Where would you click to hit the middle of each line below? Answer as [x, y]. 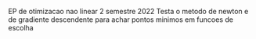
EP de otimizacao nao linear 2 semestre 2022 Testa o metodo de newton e [128, 11]
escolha [21, 28]
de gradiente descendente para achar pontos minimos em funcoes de [121, 19]
